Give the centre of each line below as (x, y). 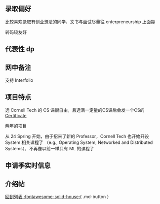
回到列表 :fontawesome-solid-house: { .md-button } (57, 197)
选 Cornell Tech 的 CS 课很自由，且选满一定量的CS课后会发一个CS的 (75, 110)
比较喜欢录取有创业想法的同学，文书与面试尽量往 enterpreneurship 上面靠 (80, 22)
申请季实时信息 (28, 166)
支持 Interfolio (19, 80)
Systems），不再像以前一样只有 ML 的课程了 (50, 148)
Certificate (16, 115)
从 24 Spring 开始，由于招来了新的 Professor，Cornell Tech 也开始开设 (77, 136)
